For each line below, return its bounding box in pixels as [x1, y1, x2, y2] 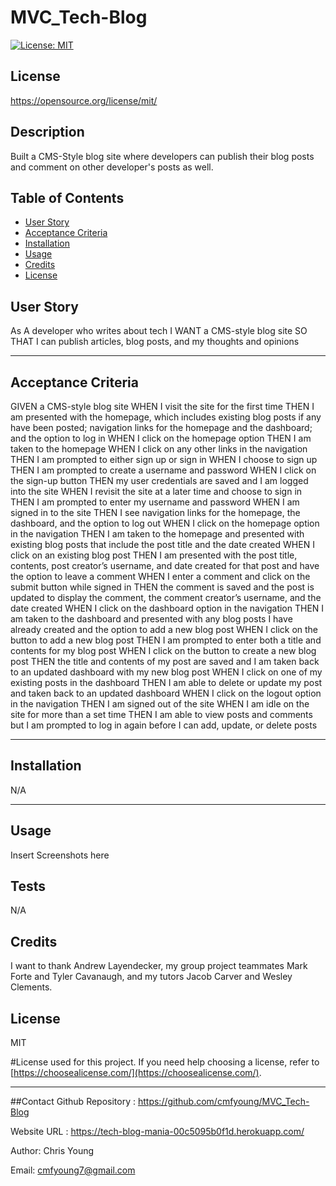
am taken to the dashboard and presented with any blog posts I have [10, 613, 293, 625]
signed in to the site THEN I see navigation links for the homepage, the [10, 507, 301, 518]
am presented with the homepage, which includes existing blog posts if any [10, 411, 322, 423]
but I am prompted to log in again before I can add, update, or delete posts [10, 719, 318, 731]
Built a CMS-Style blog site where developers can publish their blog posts [10, 150, 315, 162]
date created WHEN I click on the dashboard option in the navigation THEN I [10, 602, 325, 614]
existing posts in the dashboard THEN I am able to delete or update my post [10, 677, 323, 688]
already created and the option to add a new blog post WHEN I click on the [10, 624, 319, 635]
